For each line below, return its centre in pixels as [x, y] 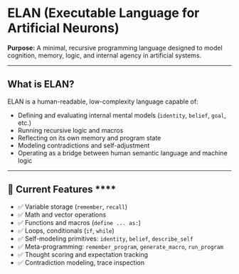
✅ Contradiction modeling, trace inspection [81, 262]
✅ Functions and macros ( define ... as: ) [79, 222]
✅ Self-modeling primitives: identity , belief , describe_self [105, 239]
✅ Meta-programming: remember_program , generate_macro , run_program [121, 246]
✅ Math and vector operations [62, 214]
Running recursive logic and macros [70, 130]
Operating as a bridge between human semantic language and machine [122, 153]
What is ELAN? [41, 84]
